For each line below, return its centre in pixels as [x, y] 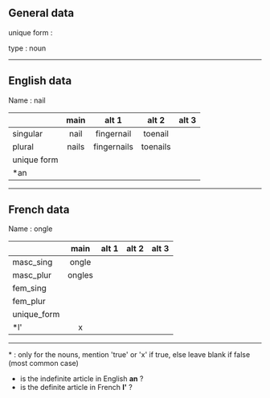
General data [41, 13]
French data [39, 210]
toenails [156, 146]
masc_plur [32, 275]
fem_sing [29, 288]
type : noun [27, 48]
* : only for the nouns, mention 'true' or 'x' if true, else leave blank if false [129, 355]
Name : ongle [31, 229]
